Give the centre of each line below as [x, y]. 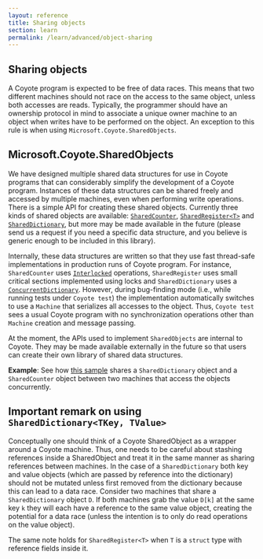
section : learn [33, 30]
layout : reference [38, 15]
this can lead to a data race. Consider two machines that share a [112, 491]
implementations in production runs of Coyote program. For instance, [120, 264]
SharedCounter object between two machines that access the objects [119, 378]
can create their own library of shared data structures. [95, 354]
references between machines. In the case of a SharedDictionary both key [128, 466]
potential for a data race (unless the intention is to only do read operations [128, 516]
